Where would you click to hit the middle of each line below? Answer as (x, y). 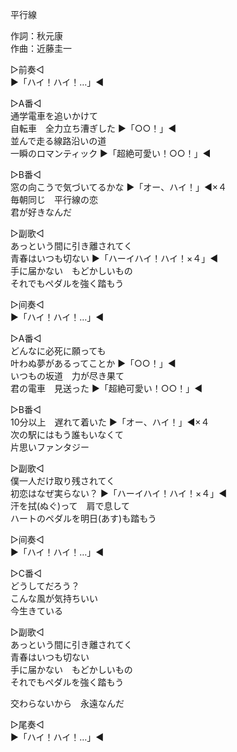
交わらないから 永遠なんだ (67, 703)
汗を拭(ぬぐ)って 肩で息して (70, 506)
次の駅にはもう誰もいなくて (67, 434)
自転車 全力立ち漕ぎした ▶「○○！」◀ (93, 128)
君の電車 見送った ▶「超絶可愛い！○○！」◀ (106, 388)
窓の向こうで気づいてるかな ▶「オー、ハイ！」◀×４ (119, 187)
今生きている (36, 611)
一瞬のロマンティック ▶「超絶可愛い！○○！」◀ (111, 153)
